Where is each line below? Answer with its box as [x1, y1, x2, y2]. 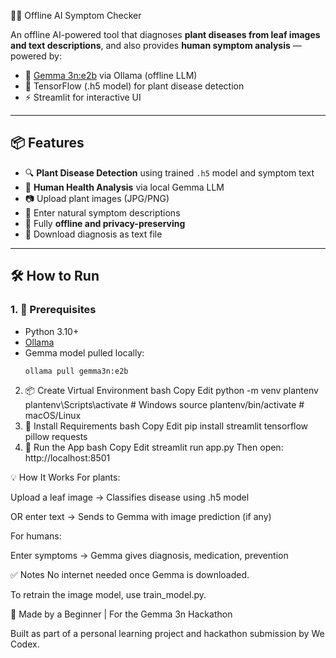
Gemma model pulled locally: [24, 346, 145, 359]
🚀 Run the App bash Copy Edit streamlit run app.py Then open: [24, 441, 284, 454]
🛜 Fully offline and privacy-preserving [24, 217, 186, 229]
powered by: [10, 50, 62, 62]
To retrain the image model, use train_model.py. [10, 589, 207, 601]
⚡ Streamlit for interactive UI [24, 91, 142, 103]
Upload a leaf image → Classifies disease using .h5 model [10, 491, 250, 504]
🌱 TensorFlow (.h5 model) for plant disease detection [24, 80, 245, 92]
